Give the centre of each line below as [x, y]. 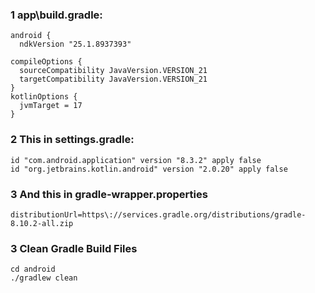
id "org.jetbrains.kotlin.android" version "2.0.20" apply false [149, 169]
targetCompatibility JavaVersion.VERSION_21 [113, 79]
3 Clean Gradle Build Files [74, 248]
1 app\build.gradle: [56, 15]
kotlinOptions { [44, 97]
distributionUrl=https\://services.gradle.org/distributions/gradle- [158, 214]
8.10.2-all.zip [42, 223]
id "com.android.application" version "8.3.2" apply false [136, 160]
